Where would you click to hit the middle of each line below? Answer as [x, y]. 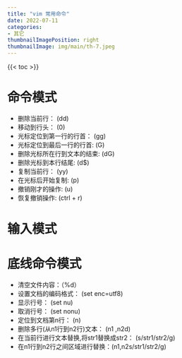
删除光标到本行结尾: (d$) [53, 162]
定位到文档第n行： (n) [49, 320]
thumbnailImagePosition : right [53, 40]
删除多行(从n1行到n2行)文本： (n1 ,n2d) [74, 329]
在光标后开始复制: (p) [48, 180]
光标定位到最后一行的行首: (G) [61, 145]
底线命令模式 [45, 264]
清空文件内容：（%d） [49, 285]
